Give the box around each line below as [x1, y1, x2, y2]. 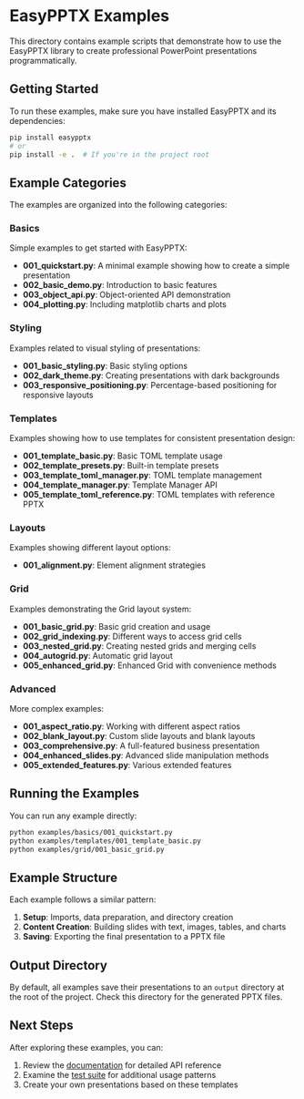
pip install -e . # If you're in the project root [9, 149, 209, 159]
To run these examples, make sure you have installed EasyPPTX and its [9, 106, 277, 117]
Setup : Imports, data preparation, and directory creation [22, 912, 234, 923]
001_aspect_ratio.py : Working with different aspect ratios [22, 721, 241, 732]
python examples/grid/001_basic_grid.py [9, 845, 166, 854]
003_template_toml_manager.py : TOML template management [22, 470, 262, 481]
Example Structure [9, 869, 118, 885]
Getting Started [9, 81, 99, 97]
